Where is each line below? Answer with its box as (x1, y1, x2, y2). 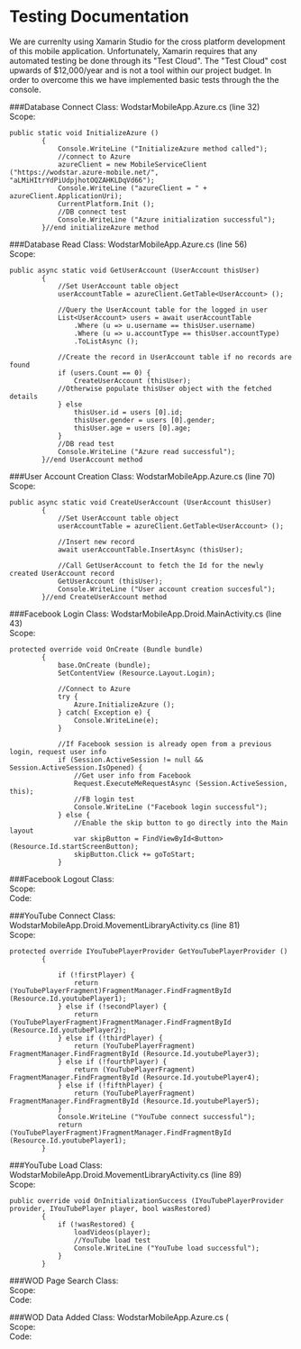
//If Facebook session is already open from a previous (57, 739, 272, 749)
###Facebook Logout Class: (9, 873, 114, 884)
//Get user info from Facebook (73, 770, 192, 780)
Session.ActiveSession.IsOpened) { (9, 763, 143, 772)
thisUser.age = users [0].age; (73, 424, 192, 433)
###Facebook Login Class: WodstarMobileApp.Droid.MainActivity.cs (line (9, 608, 282, 619)
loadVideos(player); (73, 1227, 151, 1236)
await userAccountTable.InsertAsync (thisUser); (57, 545, 244, 554)
